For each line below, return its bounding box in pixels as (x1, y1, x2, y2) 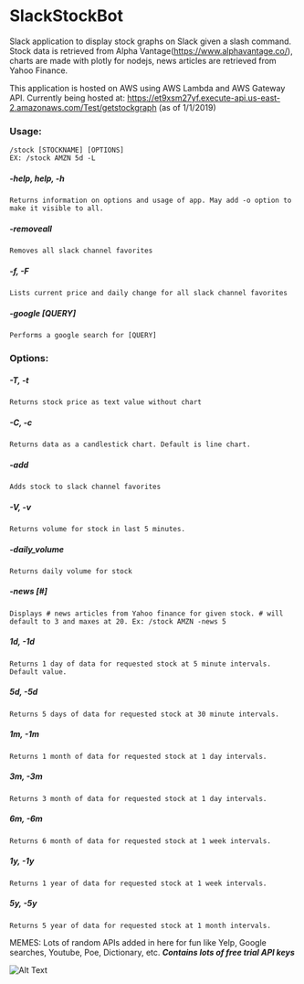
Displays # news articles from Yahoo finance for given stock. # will (9, 609, 284, 618)
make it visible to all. (9, 204, 104, 213)
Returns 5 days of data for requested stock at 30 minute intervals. (9, 710, 280, 719)
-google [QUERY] (9, 307, 76, 318)
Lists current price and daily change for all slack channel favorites (9, 289, 288, 298)
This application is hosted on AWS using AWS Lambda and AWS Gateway (9, 82, 286, 93)
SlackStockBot (9, 5, 124, 27)
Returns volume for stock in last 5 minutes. (9, 524, 185, 533)
